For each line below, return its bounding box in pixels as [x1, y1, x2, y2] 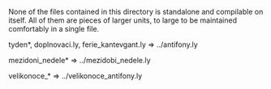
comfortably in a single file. [8, 24, 100, 33]
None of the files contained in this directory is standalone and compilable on [8, 7, 264, 16]
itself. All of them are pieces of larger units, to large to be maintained [8, 15, 238, 25]
